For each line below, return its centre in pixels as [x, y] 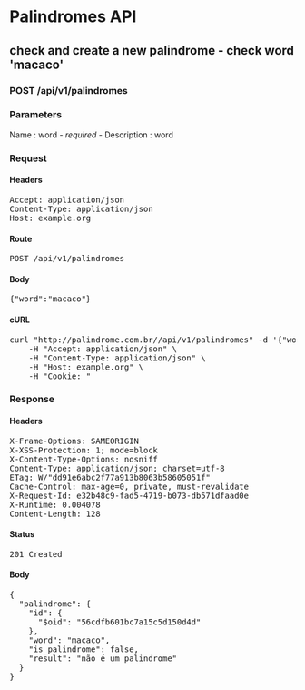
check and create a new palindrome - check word [152, 51]
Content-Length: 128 [55, 513]
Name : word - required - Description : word [92, 135]
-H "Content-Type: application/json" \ [117, 358]
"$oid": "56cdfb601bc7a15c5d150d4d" [119, 622]
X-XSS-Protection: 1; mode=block [84, 450]
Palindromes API [73, 17]
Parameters [35, 115]
